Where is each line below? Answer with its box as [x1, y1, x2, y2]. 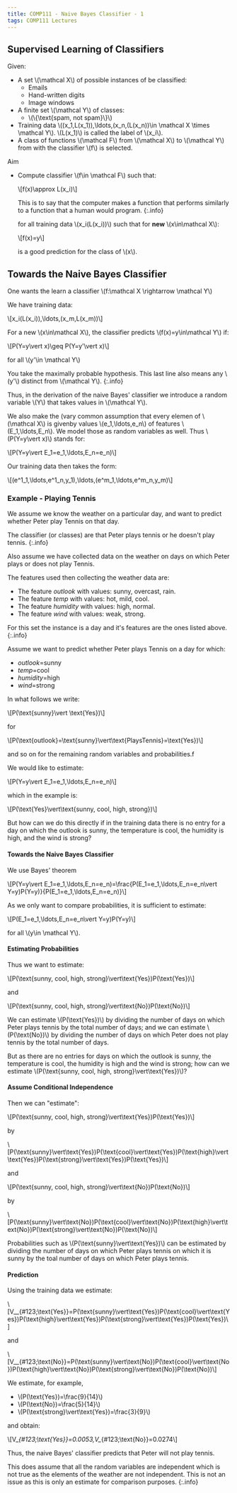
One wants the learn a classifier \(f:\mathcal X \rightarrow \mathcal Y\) [7, 287, 213, 295]
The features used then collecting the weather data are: [7, 573, 170, 582]
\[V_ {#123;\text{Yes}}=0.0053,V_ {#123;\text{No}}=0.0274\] [7, 1435, 178, 1444]
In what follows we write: [7, 695, 80, 703]
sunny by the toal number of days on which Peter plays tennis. [7, 1254, 190, 1263]
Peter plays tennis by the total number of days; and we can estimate [7, 1023, 206, 1031]
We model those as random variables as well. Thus [56, 427, 204, 436]
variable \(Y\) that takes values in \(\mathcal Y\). [7, 398, 148, 407]
